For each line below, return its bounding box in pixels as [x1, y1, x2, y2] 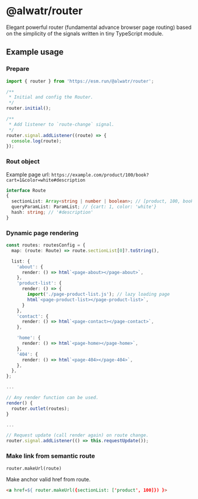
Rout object [6, 158, 40, 166]
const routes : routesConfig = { [6, 242, 85, 249]
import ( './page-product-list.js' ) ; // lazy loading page [27, 291, 170, 298]
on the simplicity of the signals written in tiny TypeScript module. [6, 30, 164, 37]
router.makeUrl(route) [6, 465, 62, 471]
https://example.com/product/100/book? [51, 172, 149, 178]
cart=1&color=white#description [6, 177, 85, 183]
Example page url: [6, 171, 50, 178]
